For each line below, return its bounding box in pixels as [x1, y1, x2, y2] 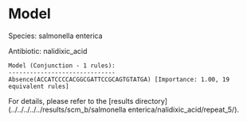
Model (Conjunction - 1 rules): [8, 61, 116, 70]
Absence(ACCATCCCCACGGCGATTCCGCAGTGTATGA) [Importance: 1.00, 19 [8, 75, 229, 83]
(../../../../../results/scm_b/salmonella [8, 105, 127, 114]
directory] [135, 96, 168, 105]
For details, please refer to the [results [8, 96, 134, 105]
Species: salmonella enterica [8, 31, 103, 40]
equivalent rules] [8, 82, 69, 90]
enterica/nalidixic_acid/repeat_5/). [127, 105, 240, 114]
